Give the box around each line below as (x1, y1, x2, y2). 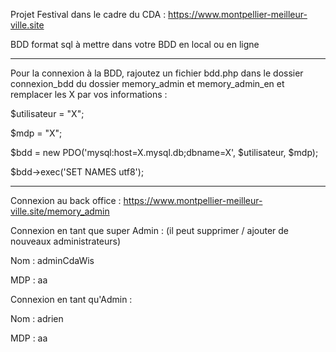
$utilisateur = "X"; (10, 108, 85, 119)
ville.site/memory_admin (10, 205, 110, 217)
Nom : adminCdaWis (10, 255, 95, 266)
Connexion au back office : (10, 195, 122, 206)
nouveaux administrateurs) (10, 235, 122, 247)
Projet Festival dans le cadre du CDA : (10, 9, 167, 20)
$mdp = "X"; (10, 127, 63, 139)
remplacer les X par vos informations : (10, 89, 168, 100)
